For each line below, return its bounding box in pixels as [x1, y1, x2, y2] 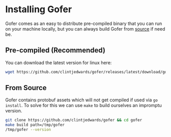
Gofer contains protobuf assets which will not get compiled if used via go [5, 97, 158, 103]
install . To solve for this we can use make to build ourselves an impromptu [5, 102, 162, 108]
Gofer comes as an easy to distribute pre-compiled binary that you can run [5, 20, 162, 26]
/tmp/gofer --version [5, 127, 51, 132]
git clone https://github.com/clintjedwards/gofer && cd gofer [5, 118, 142, 123]
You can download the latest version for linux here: [5, 60, 112, 66]
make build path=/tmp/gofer [5, 122, 65, 128]
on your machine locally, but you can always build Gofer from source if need [5, 25, 165, 32]
